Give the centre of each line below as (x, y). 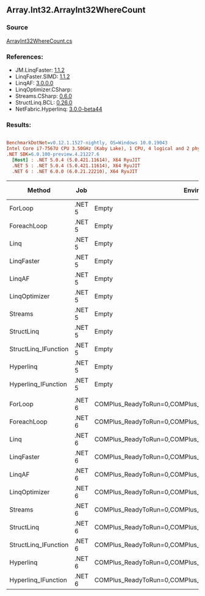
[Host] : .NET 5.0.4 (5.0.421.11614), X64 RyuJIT (76, 160)
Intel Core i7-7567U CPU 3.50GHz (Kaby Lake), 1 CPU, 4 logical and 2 (98, 149)
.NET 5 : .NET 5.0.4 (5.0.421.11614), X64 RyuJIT (76, 166)
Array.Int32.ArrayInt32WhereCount (76, 10)
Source (17, 28)
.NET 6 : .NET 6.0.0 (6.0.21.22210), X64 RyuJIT (75, 171)
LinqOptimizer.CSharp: (43, 89)
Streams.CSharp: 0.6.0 (43, 96)
